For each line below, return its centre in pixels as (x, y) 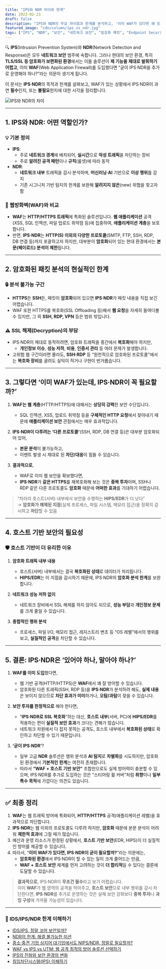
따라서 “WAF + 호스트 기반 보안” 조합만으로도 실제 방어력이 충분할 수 (86, 769)
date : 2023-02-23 (23, 14)
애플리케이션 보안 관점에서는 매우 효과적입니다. (74, 421)
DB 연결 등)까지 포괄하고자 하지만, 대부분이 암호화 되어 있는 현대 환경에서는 (84, 241)
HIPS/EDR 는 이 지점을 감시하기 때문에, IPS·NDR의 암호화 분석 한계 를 (85, 578)
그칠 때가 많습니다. (62, 834)
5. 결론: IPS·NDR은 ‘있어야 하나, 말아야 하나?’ (71, 660)
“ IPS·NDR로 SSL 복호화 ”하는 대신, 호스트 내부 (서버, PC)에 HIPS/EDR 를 (88, 717)
